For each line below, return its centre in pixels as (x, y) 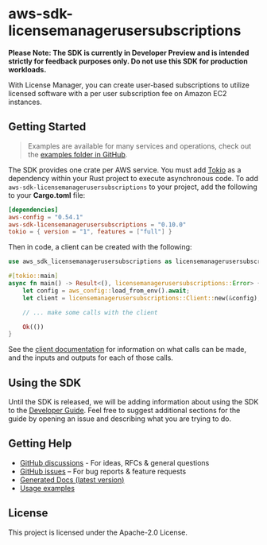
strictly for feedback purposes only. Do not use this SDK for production (128, 61)
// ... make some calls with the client (90, 312)
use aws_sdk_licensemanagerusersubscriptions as (90, 262)
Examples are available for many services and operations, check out (139, 146)
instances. (25, 102)
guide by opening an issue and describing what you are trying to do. (120, 419)
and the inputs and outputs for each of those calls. (91, 358)
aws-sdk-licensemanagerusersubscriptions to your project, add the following (133, 187)
